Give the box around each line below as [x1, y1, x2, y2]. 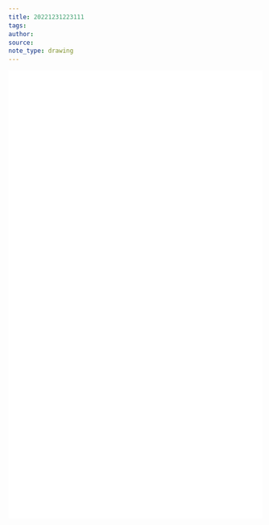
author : [8, 30, 35, 38]
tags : [8, 21, 27, 30]
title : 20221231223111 [8, 13, 85, 21]
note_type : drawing [8, 47, 74, 55]
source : [8, 39, 35, 47]
